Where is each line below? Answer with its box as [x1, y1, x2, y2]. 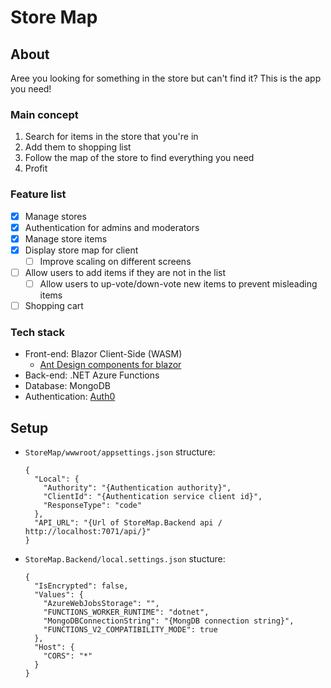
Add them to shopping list [24, 141, 132, 153]
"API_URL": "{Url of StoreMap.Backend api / [34, 518, 223, 528]
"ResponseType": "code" [43, 501, 142, 511]
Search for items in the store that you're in [24, 131, 199, 143]
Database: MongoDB [24, 380, 111, 392]
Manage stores [24, 210, 87, 222]
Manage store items [24, 232, 108, 245]
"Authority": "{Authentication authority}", [43, 483, 232, 493]
